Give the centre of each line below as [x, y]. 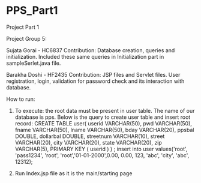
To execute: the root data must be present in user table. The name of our [105, 110]
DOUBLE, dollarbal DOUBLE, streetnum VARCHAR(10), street [90, 136]
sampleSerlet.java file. [34, 63]
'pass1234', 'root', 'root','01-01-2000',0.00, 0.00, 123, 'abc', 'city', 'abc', [102, 155]
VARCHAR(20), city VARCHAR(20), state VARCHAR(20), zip [88, 142]
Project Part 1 [22, 27]
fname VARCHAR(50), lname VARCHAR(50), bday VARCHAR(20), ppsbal [104, 130]
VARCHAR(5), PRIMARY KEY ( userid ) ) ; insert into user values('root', [101, 149]
